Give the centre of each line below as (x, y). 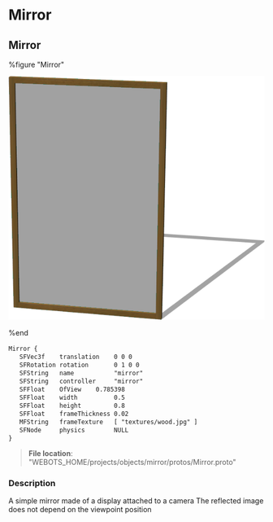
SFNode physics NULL (74, 430)
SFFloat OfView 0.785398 (72, 389)
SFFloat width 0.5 (72, 397)
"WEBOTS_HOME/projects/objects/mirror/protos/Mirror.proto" (132, 462)
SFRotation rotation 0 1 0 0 (79, 365)
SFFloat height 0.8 (72, 406)
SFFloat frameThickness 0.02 (74, 414)
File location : (50, 453)
